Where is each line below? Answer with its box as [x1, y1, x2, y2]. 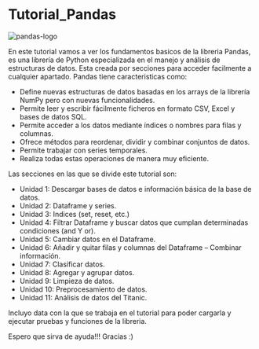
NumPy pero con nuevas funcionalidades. [19, 95, 155, 105]
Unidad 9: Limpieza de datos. [19, 276, 115, 285]
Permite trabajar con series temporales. [19, 145, 148, 155]
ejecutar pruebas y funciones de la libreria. [8, 316, 148, 325]
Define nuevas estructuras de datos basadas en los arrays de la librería [19, 86, 250, 96]
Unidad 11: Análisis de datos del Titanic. [19, 292, 148, 302]
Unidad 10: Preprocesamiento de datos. [19, 285, 148, 294]
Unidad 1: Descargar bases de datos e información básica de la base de [19, 184, 253, 193]
